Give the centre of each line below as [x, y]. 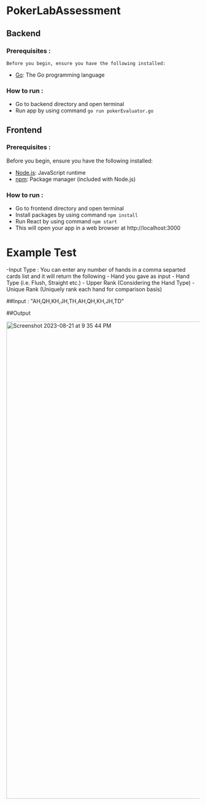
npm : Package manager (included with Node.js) [75, 179]
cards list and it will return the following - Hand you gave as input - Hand [98, 276]
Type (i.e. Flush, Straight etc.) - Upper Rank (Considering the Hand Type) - [101, 283]
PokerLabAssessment [63, 11]
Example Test [41, 253]
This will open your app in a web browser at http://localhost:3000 [98, 228]
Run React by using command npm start [66, 221]
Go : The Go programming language [60, 75]
